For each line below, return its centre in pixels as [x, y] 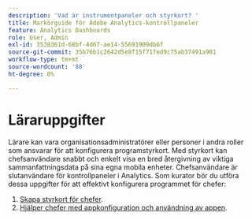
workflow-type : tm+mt [44, 60]
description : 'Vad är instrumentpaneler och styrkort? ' [104, 15]
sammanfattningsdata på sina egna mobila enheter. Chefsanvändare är [123, 167]
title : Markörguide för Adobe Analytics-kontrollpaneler [104, 23]
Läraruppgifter [57, 120]
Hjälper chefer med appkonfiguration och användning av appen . [123, 207]
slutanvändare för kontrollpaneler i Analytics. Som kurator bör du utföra [124, 175]
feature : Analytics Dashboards [59, 30]
